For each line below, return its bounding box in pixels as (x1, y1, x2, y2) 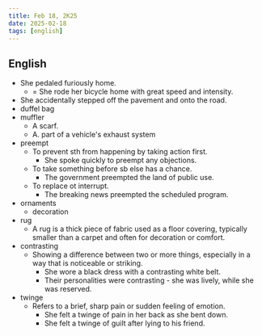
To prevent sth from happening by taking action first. (32, 147, 208, 157)
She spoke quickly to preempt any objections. (44, 155, 197, 166)
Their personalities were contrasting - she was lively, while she (44, 275, 255, 285)
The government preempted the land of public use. (44, 173, 214, 183)
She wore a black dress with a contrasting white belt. (44, 267, 221, 277)
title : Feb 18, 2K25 (8, 11, 78, 20)
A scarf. (32, 121, 59, 131)
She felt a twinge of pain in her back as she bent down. (44, 310, 229, 320)
